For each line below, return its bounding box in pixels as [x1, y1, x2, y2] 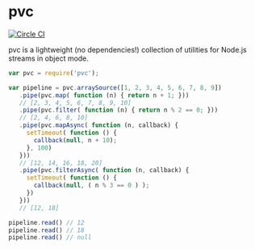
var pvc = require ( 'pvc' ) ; [8, 69, 99, 77]
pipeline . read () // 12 [8, 218, 85, 226]
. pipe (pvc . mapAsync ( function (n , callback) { [19, 121, 179, 129]
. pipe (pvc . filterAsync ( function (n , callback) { [19, 167, 190, 175]
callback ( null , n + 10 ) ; [33, 136, 117, 144]
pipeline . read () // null [8, 234, 92, 242]
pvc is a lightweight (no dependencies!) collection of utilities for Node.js [8, 44, 248, 54]
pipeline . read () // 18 [8, 226, 85, 234]
